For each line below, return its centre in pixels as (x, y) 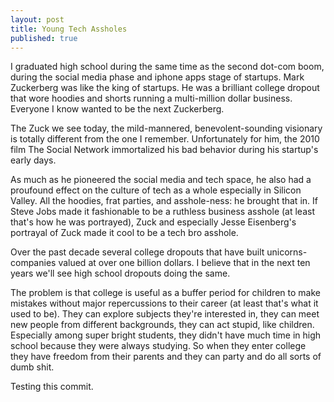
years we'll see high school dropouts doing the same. (120, 273)
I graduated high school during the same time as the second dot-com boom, (167, 67)
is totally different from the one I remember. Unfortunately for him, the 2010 (165, 139)
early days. (33, 160)
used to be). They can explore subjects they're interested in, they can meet (165, 314)
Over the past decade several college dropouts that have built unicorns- (159, 252)
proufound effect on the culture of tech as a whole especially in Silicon (156, 190)
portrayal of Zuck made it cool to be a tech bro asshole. (124, 233)
